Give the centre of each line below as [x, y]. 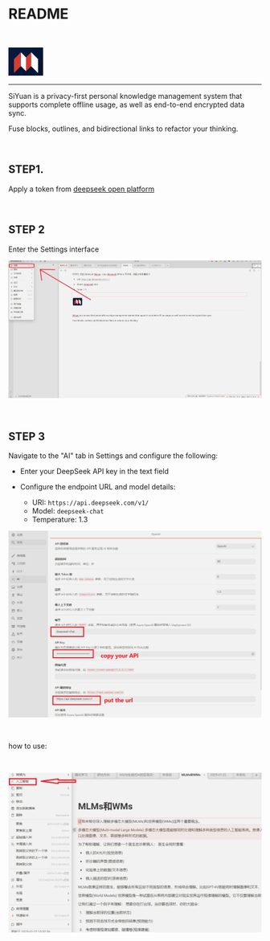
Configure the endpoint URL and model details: [98, 487]
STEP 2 [27, 230]
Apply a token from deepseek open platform [82, 189]
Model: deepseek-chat [68, 511]
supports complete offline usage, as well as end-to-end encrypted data [127, 104]
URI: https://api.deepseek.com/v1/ [90, 502]
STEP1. [26, 170]
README [39, 14]
